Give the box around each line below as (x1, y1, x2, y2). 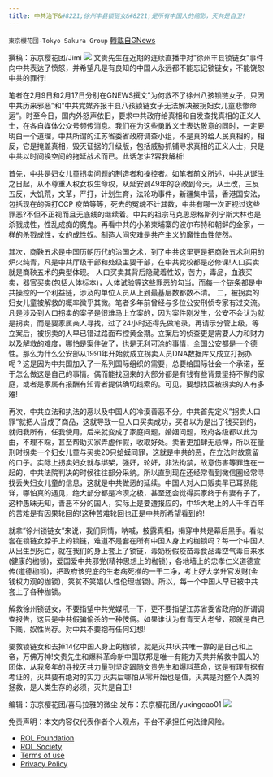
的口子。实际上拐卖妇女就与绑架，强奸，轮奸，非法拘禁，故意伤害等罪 (8, 457, 244, 467)
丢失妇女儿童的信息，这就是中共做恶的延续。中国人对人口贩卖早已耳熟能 (15, 478, 258, 487)
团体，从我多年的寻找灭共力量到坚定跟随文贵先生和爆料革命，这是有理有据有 (8, 661, 265, 671)
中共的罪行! (8, 72, 47, 82)
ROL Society (19, 741, 63, 751)
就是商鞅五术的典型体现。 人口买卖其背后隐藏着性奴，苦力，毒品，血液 (8, 267, 245, 277)
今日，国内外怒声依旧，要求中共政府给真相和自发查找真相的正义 (40, 111, 254, 120)
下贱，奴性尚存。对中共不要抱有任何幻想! (8, 624, 146, 634)
